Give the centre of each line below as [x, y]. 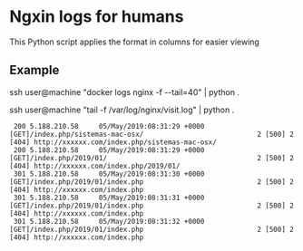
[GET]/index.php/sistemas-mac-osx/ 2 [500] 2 [152, 134]
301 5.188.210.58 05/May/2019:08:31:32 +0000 [109, 221]
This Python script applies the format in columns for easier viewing [135, 42]
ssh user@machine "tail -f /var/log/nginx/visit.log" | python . [122, 110]
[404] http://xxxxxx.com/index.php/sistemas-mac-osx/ [113, 142]
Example [34, 70]
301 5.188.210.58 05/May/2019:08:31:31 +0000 [109, 198]
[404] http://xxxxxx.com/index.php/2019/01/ [95, 166]
